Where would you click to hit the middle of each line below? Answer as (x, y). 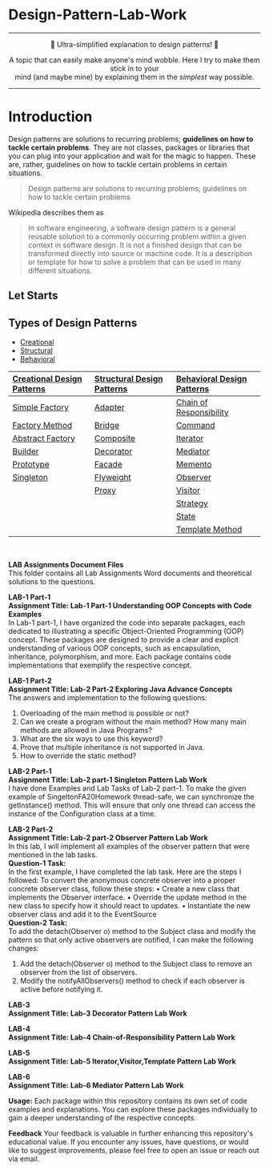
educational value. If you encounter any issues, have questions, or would (128, 1142)
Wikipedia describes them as (56, 212)
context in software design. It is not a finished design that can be (135, 245)
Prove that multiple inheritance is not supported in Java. (112, 747)
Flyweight (113, 478)
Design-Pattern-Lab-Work (98, 15)
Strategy (192, 503)
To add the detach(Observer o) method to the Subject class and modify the (132, 932)
